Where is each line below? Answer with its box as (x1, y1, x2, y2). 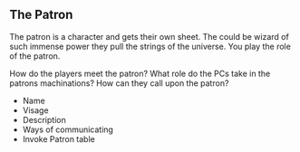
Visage (22, 104, 49, 116)
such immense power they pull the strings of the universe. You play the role (9, 41, 292, 52)
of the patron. (9, 50, 61, 62)
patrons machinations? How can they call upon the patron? (9, 77, 229, 89)
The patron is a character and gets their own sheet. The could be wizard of (9, 31, 290, 42)
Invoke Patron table (22, 133, 95, 144)
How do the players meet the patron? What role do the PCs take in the (9, 68, 271, 79)
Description (22, 114, 66, 125)
